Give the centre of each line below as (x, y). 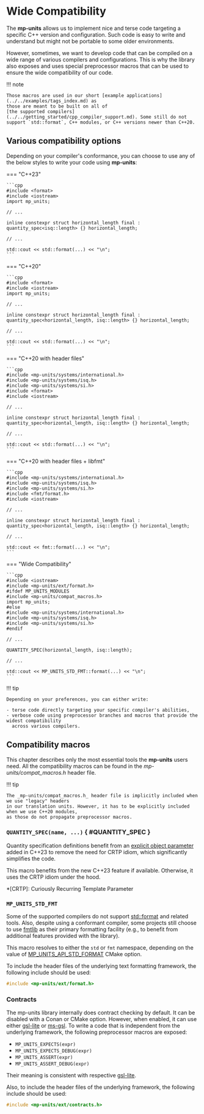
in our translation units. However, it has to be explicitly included (98, 806)
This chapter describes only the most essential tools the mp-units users (97, 759)
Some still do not (164, 117)
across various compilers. (46, 726)
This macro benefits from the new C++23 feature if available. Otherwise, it (100, 870)
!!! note (15, 84)
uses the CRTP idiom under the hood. (53, 877)
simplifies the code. (31, 858)
